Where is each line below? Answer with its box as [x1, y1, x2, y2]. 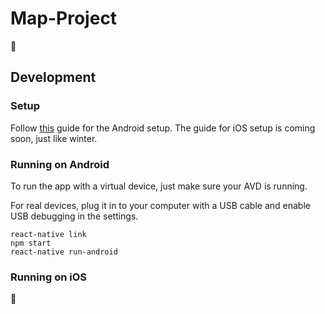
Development [10, 69, 97, 86]
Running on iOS [10, 270, 87, 284]
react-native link [10, 229, 87, 239]
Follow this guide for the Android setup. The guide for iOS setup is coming [10, 122, 316, 134]
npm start [10, 238, 52, 248]
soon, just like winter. [10, 132, 98, 144]
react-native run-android [10, 247, 118, 257]
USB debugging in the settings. [10, 210, 139, 222]
